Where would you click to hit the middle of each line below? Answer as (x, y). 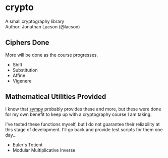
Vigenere (22, 81)
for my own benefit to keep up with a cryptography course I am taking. (79, 114)
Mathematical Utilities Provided (56, 97)
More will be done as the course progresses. (52, 55)
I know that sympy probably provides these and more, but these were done (83, 109)
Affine (19, 75)
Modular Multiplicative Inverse (44, 150)
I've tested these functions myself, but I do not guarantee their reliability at (82, 124)
